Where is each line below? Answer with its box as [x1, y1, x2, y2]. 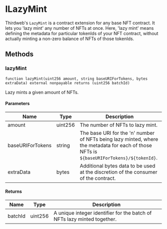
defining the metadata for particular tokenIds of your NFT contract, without [5, 30, 159, 36]
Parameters [5, 101, 30, 107]
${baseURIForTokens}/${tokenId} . [80, 154, 158, 161]
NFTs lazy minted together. [53, 216, 117, 223]
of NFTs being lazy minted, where [80, 135, 159, 142]
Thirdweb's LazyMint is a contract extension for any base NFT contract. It [5, 20, 155, 26]
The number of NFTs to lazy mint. [80, 121, 158, 128]
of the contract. [80, 174, 116, 181]
